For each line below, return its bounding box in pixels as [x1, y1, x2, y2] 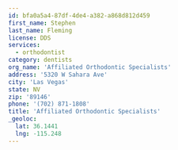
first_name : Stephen [8, 19, 77, 27]
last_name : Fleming [8, 26, 73, 34]
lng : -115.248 [15, 129, 62, 137]
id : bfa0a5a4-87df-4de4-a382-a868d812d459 [8, 11, 150, 20]
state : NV [8, 85, 41, 94]
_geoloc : [8, 115, 37, 123]
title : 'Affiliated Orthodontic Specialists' [8, 108, 161, 116]
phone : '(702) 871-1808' [8, 100, 90, 108]
